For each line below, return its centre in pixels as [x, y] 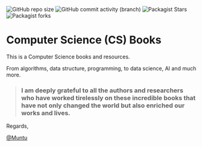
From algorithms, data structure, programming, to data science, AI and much [101, 68]
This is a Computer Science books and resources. [68, 57]
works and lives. [46, 113]
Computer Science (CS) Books [84, 40]
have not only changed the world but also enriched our [103, 105]
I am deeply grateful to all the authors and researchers [102, 90]
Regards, [17, 126]
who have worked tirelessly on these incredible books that [108, 98]
